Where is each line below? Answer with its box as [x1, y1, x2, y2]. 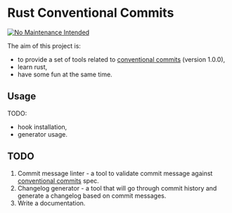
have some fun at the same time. [17, 70, 112, 78]
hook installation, [17, 123, 67, 131]
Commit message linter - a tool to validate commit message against [17, 169, 213, 177]
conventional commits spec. [17, 177, 100, 185]
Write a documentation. [17, 198, 86, 207]
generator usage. [17, 130, 68, 138]
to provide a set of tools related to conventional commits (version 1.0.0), [17, 55, 226, 64]
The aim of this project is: [7, 41, 81, 50]
